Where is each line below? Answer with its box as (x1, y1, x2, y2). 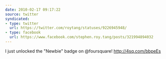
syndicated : (5, 16, 30, 21)
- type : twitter (5, 21, 39, 26)
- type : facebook (5, 30, 41, 35)
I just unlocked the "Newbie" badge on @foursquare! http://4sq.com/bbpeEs (5, 48, 161, 54)
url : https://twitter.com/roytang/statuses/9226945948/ (9, 26, 127, 30)
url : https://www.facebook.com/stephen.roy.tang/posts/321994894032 (9, 35, 154, 40)
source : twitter (5, 12, 39, 17)
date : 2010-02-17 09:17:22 (5, 7, 61, 12)
